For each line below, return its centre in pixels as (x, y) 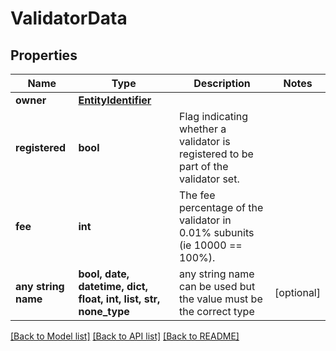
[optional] (297, 292)
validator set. (209, 179)
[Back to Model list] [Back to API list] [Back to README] (125, 336)
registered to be (216, 154)
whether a (202, 129)
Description (222, 83)
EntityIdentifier (115, 100)
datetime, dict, (113, 286)
